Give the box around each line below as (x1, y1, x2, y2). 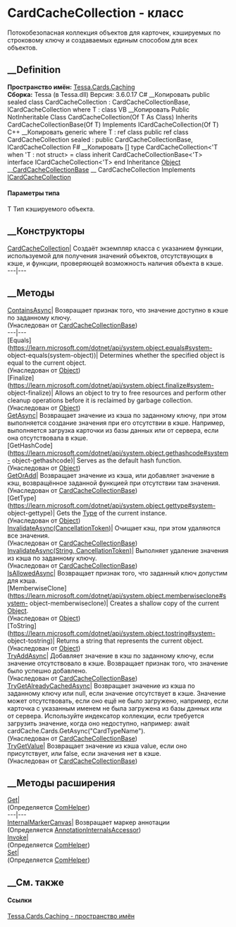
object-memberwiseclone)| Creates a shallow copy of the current (29, 599, 220, 607)
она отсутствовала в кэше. (7, 433, 88, 442)
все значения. (7, 531, 50, 540)
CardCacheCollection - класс (7, 5, 185, 21)
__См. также (7, 876, 65, 888)
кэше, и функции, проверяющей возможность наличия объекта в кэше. (7, 259, 223, 267)
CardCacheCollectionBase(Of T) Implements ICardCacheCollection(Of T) (7, 120, 219, 129)
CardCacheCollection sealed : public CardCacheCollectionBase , (7, 135, 194, 144)
